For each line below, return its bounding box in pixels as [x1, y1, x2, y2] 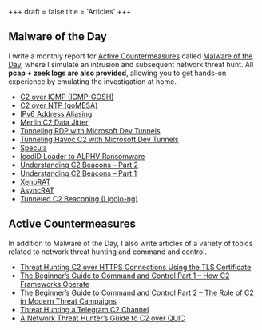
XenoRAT [19, 177, 51, 186]
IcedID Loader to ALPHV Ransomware [19, 151, 145, 161]
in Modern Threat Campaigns [19, 296, 117, 306]
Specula [19, 143, 48, 153]
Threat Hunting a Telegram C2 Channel [19, 304, 149, 314]
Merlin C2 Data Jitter [19, 117, 89, 127]
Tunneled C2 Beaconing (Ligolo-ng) [19, 193, 138, 203]
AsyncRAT [19, 185, 54, 195]
